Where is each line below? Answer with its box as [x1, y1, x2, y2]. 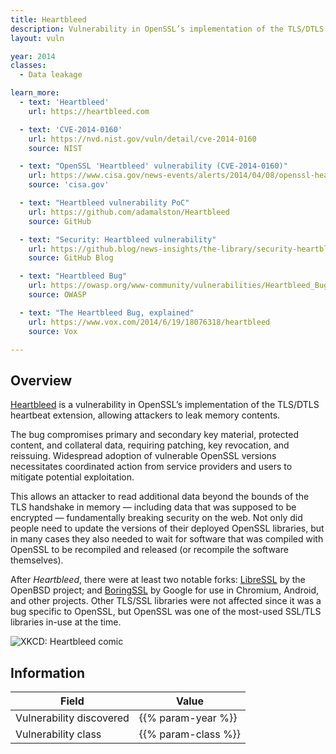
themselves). [10, 554, 64, 566]
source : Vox [28, 326, 78, 336]
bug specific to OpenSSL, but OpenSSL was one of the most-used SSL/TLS [10, 606, 322, 618]
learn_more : [10, 88, 60, 98]
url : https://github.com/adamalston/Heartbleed [28, 207, 230, 217]
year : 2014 [10, 51, 56, 61]
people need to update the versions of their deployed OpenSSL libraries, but [10, 522, 325, 535]
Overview [10, 372, 73, 389]
